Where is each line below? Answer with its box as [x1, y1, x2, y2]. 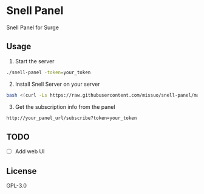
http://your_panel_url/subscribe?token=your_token [6, 115, 137, 121]
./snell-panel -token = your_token [6, 69, 91, 75]
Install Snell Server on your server [15, 80, 100, 88]
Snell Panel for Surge [6, 24, 59, 31]
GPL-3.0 [6, 182, 27, 189]
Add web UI [15, 148, 45, 155]
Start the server [15, 57, 55, 64]
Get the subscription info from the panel [15, 103, 115, 110]
